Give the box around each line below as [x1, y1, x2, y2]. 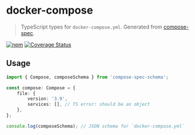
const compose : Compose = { [6, 84, 76, 91]
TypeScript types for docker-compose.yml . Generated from [20, 23, 162, 30]
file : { [17, 90, 36, 96]
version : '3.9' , [27, 96, 68, 102]
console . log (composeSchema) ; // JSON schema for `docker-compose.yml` [6, 123, 185, 129]
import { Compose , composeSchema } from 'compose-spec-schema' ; [6, 74, 169, 80]
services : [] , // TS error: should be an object [27, 102, 150, 108]
